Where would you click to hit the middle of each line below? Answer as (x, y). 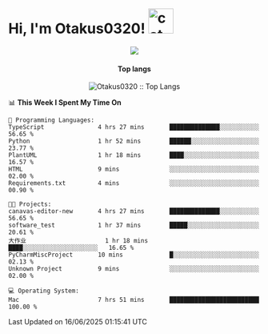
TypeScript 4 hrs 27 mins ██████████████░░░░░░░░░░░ (134, 127)
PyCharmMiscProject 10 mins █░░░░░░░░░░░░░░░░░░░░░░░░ (134, 255)
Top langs (134, 69)
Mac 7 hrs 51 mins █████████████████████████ (134, 300)
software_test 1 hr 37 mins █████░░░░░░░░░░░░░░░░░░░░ (134, 225)
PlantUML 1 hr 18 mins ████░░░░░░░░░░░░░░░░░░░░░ (134, 155)
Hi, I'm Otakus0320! (77, 29)
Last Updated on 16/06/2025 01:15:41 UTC (78, 322)
